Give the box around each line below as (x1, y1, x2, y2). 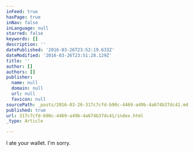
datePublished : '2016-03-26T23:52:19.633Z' (6, 47, 115, 53)
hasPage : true (6, 14, 41, 20)
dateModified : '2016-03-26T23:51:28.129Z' (6, 52, 112, 58)
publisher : (6, 74, 33, 80)
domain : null (11, 85, 44, 91)
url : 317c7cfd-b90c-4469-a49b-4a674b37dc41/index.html (6, 113, 144, 118)
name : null (11, 80, 38, 86)
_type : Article (6, 118, 44, 124)
